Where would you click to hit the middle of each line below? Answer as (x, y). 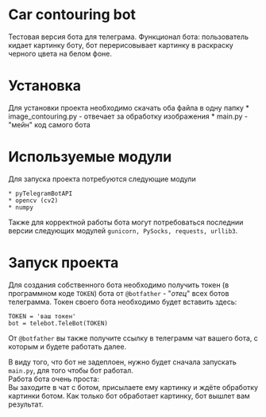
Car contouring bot (72, 15)
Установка (45, 86)
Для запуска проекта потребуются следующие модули (102, 179)
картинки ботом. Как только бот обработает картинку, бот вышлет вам (129, 396)
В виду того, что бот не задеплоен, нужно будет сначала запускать (122, 362)
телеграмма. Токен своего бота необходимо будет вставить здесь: (123, 302)
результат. (26, 404)
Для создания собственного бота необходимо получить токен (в (119, 285)
